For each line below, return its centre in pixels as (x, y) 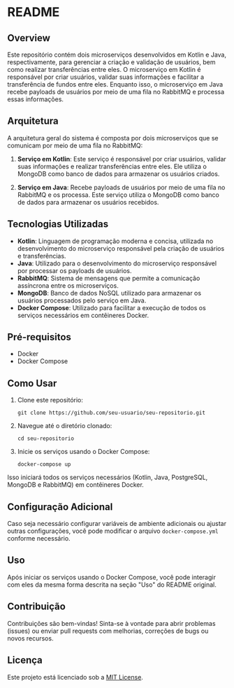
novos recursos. (30, 638)
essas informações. (36, 99)
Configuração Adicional (60, 507)
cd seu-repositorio (46, 439)
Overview (29, 38)
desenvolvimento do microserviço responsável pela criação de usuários (121, 248)
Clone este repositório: (50, 400)
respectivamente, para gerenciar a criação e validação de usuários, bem (111, 62)
